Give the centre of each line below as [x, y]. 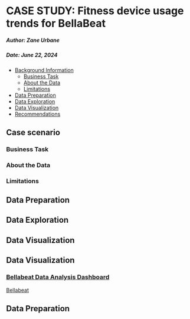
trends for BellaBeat [56, 23]
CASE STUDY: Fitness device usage [95, 11]
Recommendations [37, 114]
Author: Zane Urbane [33, 40]
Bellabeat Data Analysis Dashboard [58, 277]
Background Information [44, 70]
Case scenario [33, 132]
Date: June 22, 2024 [32, 55]
